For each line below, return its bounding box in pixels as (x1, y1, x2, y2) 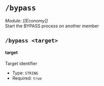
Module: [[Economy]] (5, 18, 48, 23)
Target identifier (5, 60, 38, 66)
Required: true (12, 75, 42, 81)
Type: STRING (12, 70, 38, 76)
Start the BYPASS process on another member (5, 23, 99, 29)
